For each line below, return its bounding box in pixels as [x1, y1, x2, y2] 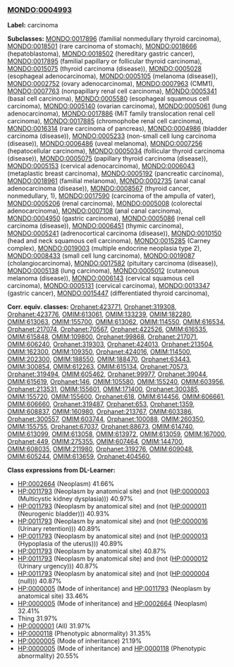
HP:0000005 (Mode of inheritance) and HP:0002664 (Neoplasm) [17, 599, 208, 608]
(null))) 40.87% [17, 577, 62, 585]
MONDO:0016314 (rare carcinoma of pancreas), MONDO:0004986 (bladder [7, 125, 228, 133]
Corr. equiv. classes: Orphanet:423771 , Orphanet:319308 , [7, 303, 177, 311]
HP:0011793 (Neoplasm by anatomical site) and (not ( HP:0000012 [17, 554, 208, 563]
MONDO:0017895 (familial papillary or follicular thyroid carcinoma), [7, 57, 202, 66]
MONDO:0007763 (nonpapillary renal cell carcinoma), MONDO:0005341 [7, 87, 217, 96]
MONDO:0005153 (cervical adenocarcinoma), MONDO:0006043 [7, 162, 195, 170]
